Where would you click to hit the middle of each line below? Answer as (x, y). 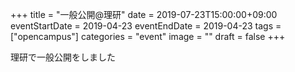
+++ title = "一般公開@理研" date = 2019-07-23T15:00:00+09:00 (144, 14)
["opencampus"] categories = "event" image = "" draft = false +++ (148, 36)
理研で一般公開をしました (63, 57)
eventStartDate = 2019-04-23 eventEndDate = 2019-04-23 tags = (146, 26)
